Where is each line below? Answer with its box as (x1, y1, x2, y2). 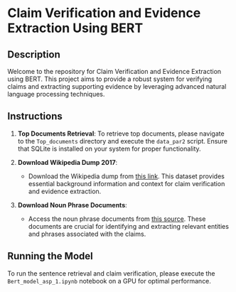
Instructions (7, 110, 63, 122)
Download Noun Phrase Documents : (17, 200, 128, 209)
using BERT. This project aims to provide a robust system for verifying (7, 75, 213, 83)
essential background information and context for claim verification (28, 179, 225, 188)
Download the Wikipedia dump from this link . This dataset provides (28, 172, 225, 180)
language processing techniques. (7, 90, 105, 98)
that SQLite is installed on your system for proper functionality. (17, 144, 201, 153)
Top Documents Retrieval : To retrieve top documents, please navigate (17, 129, 225, 138)
